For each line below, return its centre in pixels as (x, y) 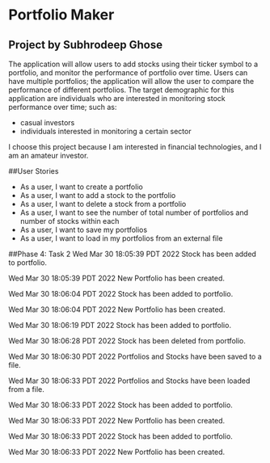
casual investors (47, 122)
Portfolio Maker (61, 15)
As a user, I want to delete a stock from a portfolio (103, 204)
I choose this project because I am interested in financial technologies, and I (135, 147)
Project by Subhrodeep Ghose (86, 45)
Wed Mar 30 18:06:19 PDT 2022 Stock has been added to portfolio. (120, 325)
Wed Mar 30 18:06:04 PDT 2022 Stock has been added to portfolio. (121, 294)
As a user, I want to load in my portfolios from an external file (121, 238)
